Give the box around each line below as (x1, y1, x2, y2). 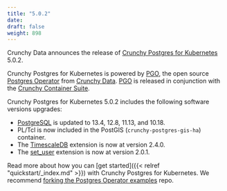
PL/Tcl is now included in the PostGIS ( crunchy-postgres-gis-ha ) (17, 126, 201, 134)
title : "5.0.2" (7, 10, 51, 17)
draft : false (7, 23, 45, 30)
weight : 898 (7, 29, 42, 37)
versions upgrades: (7, 105, 62, 113)
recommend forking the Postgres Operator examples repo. (7, 176, 174, 185)
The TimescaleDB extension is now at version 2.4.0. (17, 140, 165, 149)
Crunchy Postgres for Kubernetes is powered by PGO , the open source (7, 69, 209, 78)
